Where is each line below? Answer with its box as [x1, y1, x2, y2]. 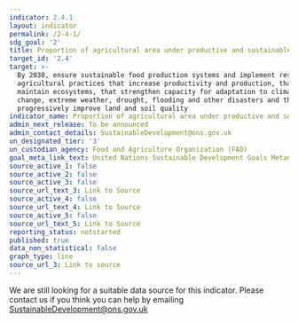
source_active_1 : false [9, 161, 98, 170]
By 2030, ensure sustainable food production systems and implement [17, 71, 276, 80]
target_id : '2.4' [9, 54, 74, 63]
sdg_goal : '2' [9, 37, 62, 47]
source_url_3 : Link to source [9, 261, 122, 270]
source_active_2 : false [9, 169, 98, 178]
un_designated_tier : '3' [9, 137, 101, 146]
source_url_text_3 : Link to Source [9, 186, 141, 195]
